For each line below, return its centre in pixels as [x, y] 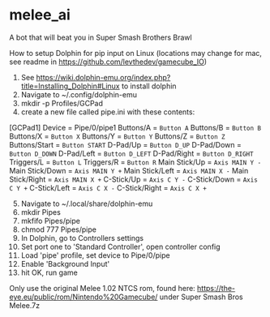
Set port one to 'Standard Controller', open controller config [121, 246]
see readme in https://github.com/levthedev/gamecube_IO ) [108, 62]
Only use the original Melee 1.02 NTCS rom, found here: [102, 288]
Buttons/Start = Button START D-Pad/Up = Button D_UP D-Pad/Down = [126, 144]
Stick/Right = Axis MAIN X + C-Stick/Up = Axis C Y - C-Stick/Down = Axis [133, 179]
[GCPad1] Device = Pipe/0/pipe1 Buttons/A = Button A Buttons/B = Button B [135, 127]
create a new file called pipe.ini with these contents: [108, 112]
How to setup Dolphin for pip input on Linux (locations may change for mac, [136, 53]
